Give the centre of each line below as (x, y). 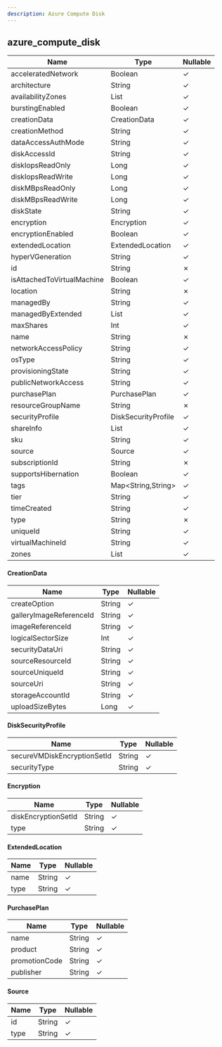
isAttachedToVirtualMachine (57, 280)
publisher (26, 972)
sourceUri (27, 683)
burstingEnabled (38, 108)
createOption (32, 604)
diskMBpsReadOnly (43, 189)
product (24, 949)
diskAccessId (33, 154)
